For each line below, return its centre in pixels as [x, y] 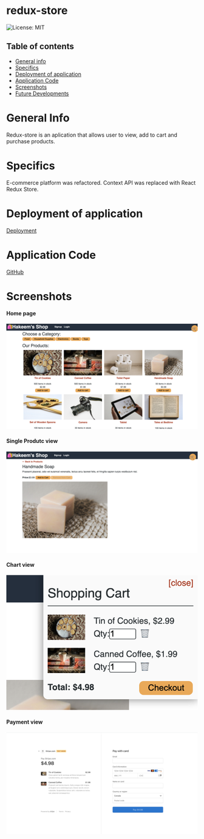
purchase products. [31, 141]
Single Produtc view [32, 441]
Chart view [20, 565]
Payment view [25, 722]
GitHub [15, 272]
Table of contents [40, 46]
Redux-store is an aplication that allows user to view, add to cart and [92, 135]
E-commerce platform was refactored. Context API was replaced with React [101, 182]
